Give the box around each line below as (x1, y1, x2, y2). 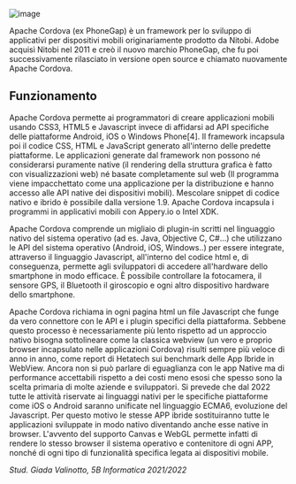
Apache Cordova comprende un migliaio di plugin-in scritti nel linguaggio (9, 223, 276, 234)
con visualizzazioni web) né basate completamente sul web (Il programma (9, 168, 279, 179)
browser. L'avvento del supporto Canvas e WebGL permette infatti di (9, 428, 258, 439)
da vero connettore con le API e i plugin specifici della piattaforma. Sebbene (9, 315, 286, 327)
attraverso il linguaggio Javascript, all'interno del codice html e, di (9, 251, 249, 262)
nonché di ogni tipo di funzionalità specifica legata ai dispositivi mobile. (9, 447, 269, 457)
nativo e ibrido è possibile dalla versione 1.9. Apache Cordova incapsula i (9, 196, 275, 207)
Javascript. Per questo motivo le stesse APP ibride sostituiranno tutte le (9, 410, 269, 420)
